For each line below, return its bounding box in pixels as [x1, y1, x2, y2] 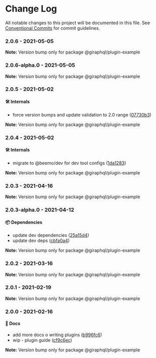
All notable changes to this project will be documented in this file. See [5, 20, 150, 26]
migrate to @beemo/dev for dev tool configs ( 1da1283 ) [12, 160, 126, 166]
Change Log [5, 3, 57, 15]
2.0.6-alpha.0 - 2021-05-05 [5, 62, 75, 69]
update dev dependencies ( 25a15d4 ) [12, 232, 89, 238]
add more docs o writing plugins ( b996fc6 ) [12, 331, 102, 338]
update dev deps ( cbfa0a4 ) [12, 237, 70, 244]
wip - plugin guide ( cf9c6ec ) [12, 337, 72, 343]
